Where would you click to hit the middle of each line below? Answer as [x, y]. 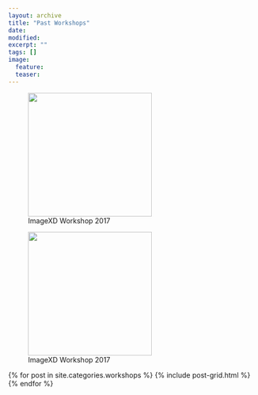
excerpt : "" [28, 45]
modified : [25, 38]
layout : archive [35, 15]
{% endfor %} [31, 383]
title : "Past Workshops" [49, 23]
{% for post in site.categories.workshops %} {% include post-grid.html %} [129, 375]
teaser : [28, 74]
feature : [30, 67]
